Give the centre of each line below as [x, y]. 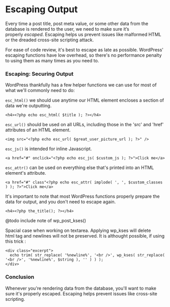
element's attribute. [26, 173]
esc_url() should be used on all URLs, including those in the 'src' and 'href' [84, 125]
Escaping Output [41, 9]
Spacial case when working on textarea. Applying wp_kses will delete [78, 230]
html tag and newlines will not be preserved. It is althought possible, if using [85, 236]
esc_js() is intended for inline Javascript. [49, 149]
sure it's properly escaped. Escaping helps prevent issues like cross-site [81, 293]
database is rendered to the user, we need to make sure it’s [67, 29]
